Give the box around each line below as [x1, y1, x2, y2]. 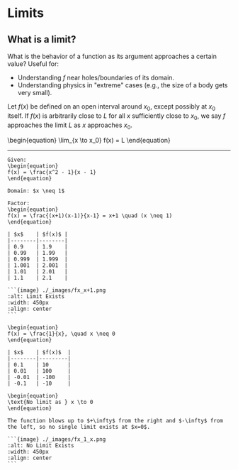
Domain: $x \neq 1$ [7, 187, 65, 195]
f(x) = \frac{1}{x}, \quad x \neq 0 [7, 330, 115, 338]
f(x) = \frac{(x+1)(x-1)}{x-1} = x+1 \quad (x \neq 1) [7, 212, 173, 219]
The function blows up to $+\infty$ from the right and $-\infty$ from [7, 417, 223, 425]
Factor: [7, 200, 30, 207]
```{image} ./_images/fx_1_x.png [7, 436, 106, 443]
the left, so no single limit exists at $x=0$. [7, 424, 151, 431]
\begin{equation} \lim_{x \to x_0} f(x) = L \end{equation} [7, 136, 171, 145]
